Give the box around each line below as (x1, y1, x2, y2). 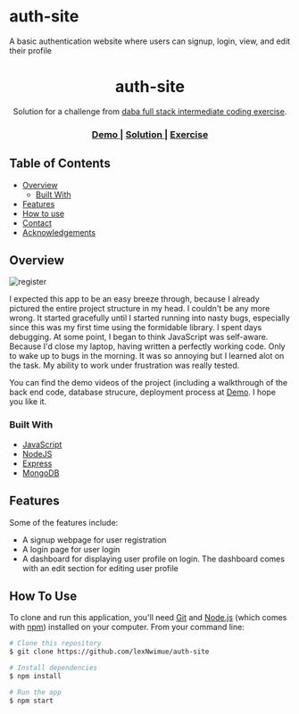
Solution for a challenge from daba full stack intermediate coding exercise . (12, 105, 287, 117)
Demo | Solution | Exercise (91, 128, 209, 140)
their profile (9, 45, 52, 55)
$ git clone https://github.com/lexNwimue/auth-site (9, 647, 210, 657)
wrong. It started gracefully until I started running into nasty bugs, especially (9, 312, 290, 323)
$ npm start (9, 696, 54, 705)
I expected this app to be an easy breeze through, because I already (9, 294, 261, 304)
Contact (21, 217, 52, 228)
